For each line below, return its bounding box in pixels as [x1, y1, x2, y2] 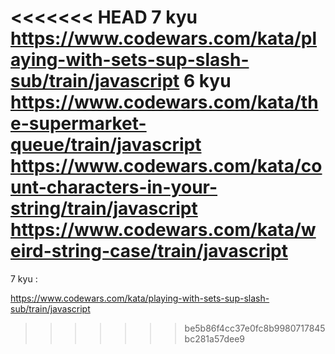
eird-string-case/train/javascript [10, 240, 288, 263]
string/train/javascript [10, 197, 198, 220]
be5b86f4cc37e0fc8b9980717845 [184, 322, 326, 334]
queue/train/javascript [10, 134, 202, 156]
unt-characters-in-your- [10, 176, 218, 199]
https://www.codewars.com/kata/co [10, 155, 323, 178]
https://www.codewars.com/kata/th [10, 91, 319, 114]
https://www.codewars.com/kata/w [10, 219, 317, 241]
